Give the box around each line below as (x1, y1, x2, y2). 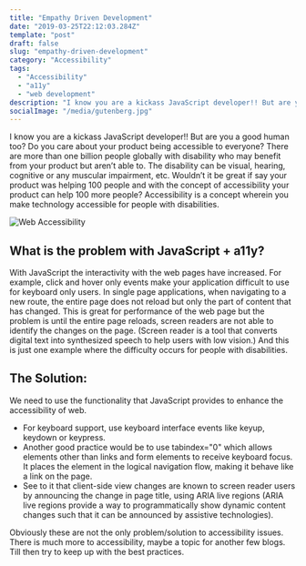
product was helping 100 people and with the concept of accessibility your (9, 179, 290, 191)
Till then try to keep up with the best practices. (9, 546, 185, 557)
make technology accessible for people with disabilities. (9, 199, 220, 210)
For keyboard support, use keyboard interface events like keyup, (22, 422, 266, 433)
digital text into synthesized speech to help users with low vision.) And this (9, 335, 290, 346)
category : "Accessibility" (9, 56, 112, 65)
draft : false (9, 38, 59, 48)
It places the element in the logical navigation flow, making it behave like (22, 460, 294, 471)
